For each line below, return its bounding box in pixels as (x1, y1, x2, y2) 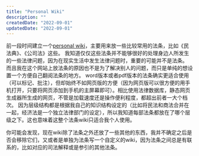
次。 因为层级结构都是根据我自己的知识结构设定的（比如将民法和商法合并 (6, 101, 184, 109)
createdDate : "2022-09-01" (6, 20, 73, 26)
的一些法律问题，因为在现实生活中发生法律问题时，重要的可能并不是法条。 (6, 57, 188, 64)
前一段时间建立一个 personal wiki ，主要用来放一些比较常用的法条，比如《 (6, 42, 184, 49)
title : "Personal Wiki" (6, 8, 65, 15)
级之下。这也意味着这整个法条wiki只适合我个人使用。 (6, 116, 135, 123)
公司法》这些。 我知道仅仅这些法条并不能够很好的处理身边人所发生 (26, 50, 190, 57)
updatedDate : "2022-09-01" (6, 25, 73, 31)
